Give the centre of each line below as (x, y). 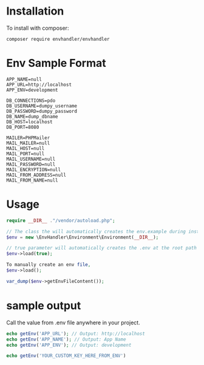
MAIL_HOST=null (25, 148)
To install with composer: (38, 28)
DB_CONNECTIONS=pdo (31, 101)
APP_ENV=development (32, 90)
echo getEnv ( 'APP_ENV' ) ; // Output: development (69, 345)
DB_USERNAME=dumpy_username (42, 106)
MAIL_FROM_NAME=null (32, 180)
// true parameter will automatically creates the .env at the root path (102, 248)
